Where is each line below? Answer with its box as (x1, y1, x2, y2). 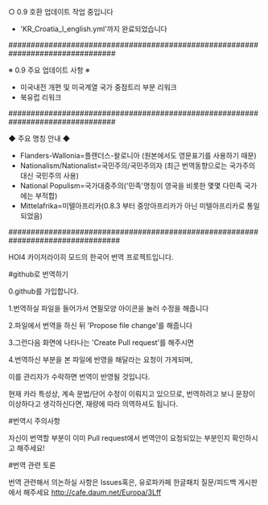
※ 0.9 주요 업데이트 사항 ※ (8, 65, 90, 75)
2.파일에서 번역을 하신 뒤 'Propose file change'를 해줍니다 (8, 321, 193, 330)
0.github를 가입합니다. (8, 286, 79, 296)
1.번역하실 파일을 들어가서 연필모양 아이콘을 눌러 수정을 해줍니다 (8, 304, 209, 313)
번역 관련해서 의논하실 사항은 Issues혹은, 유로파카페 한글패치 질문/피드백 (8, 478, 237, 487)
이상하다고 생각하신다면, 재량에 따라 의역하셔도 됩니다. (8, 399, 179, 409)
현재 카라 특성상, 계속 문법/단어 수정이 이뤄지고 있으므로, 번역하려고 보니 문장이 (8, 389, 256, 398)
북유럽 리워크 (19, 92, 62, 102)
